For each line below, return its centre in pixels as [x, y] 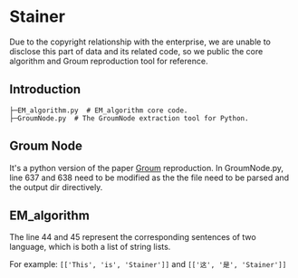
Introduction [45, 89]
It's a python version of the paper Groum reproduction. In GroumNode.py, [146, 168]
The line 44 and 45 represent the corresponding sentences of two [133, 237]
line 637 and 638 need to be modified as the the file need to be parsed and [149, 177]
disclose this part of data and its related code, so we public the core [136, 51]
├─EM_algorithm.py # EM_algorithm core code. [99, 110]
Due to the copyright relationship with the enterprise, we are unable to [140, 42]
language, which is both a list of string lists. [90, 247]
